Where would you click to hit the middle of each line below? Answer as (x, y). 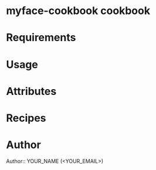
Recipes (26, 118)
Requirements (41, 38)
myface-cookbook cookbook (78, 11)
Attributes (31, 91)
